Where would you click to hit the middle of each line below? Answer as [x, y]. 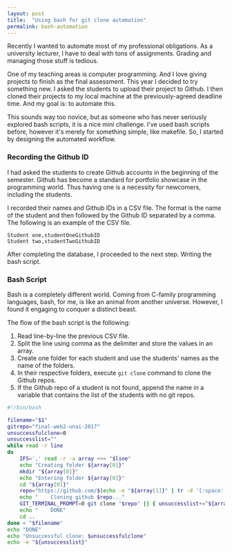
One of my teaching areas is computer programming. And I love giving [107, 74]
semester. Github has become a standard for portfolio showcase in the [107, 179]
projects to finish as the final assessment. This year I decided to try [103, 82]
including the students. [40, 194]
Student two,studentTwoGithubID [54, 241]
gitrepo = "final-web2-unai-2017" [54, 427]
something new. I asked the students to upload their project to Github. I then [115, 89]
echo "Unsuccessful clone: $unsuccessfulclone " [77, 536]
